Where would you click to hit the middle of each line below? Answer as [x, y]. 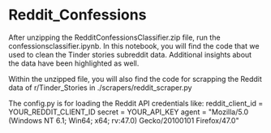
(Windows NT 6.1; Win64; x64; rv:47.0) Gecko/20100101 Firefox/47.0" [124, 120]
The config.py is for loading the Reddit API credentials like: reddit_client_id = [136, 103]
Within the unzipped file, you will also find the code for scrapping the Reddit [135, 79]
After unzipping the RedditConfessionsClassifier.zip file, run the [114, 37]
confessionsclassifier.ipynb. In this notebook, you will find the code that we [134, 45]
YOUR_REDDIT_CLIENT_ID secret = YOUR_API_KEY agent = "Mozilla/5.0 [129, 112]
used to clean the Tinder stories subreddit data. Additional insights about [130, 54]
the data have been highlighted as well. [74, 63]
